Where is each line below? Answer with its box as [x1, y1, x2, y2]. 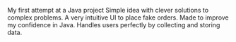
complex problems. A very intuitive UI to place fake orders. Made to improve [7, 13, 230, 22]
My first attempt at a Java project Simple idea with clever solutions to [7, 6, 209, 14]
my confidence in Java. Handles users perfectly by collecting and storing [7, 21, 220, 29]
